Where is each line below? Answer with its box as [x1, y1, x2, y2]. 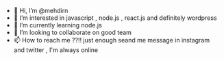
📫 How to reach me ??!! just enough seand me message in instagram [13, 36, 210, 44]
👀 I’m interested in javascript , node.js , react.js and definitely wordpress [13, 14, 217, 22]
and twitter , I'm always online [13, 46, 99, 54]
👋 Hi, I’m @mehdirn [13, 7, 69, 14]
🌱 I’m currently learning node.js [13, 21, 103, 29]
